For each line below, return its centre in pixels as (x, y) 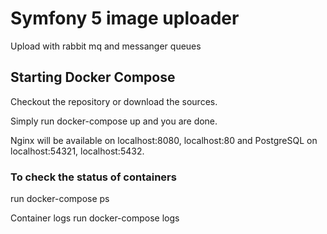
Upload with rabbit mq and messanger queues (106, 46)
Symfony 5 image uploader (125, 18)
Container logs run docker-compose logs (95, 218)
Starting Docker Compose (93, 77)
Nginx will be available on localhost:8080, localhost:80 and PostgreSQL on (164, 140)
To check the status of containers (93, 177)
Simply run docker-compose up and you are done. (114, 121)
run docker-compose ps (60, 199)
